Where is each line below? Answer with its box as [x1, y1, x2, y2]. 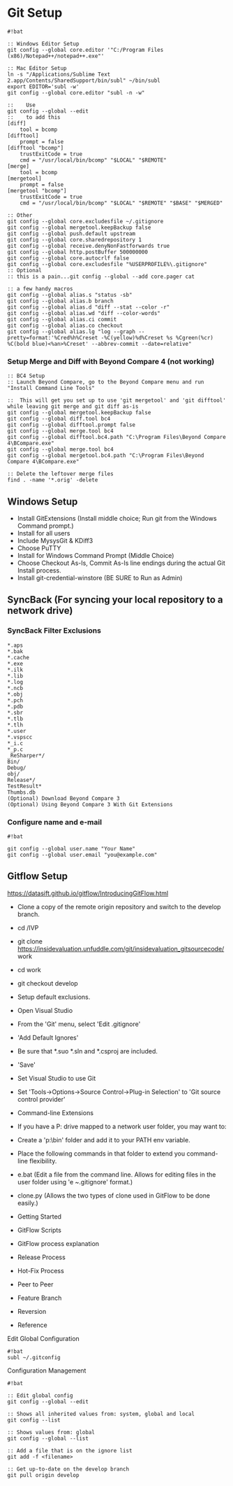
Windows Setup [7, 496, 78, 507]
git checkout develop [17, 979, 78, 988]
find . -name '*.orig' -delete [7, 477, 98, 484]
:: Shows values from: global [7, 1429, 96, 1436]
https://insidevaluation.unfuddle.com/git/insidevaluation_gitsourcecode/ [17, 944, 225, 953]
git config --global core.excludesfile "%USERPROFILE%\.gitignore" [7, 260, 208, 267]
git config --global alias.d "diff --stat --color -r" [7, 303, 170, 311]
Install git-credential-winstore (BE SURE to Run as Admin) [17, 574, 183, 582]
